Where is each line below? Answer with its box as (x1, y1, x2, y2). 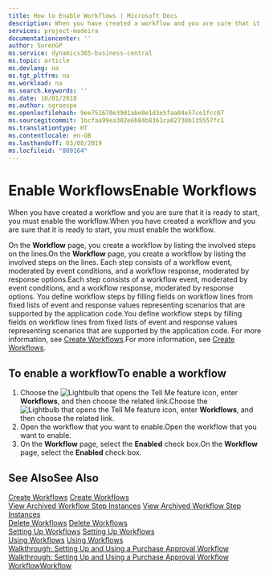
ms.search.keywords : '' (8, 86, 88, 95)
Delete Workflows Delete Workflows (8, 518, 128, 527)
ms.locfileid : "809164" (8, 147, 88, 155)
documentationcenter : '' (8, 34, 92, 43)
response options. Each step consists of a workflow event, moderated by (8, 275, 248, 284)
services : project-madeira (8, 27, 99, 35)
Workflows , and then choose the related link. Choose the (19, 396, 208, 407)
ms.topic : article (8, 57, 70, 65)
